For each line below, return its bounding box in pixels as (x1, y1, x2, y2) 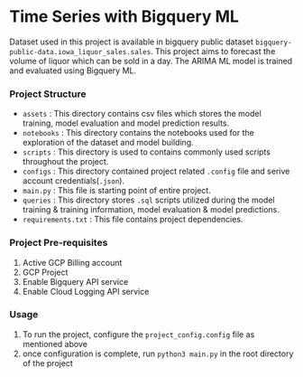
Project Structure (9, 88, 87, 100)
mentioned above (22, 338, 88, 349)
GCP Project (22, 267, 69, 278)
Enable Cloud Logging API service (22, 286, 150, 297)
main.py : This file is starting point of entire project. (22, 185, 212, 196)
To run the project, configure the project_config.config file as (22, 328, 255, 340)
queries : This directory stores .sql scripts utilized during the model (22, 194, 275, 205)
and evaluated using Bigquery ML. (9, 65, 137, 76)
